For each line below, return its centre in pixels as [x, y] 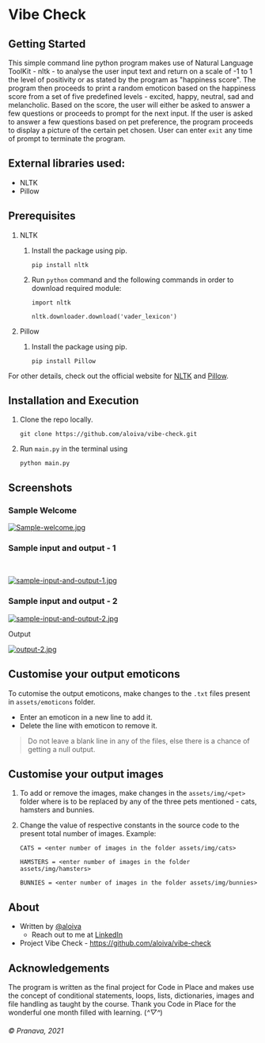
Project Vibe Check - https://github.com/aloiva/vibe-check [115, 943]
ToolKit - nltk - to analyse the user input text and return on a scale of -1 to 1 [131, 71]
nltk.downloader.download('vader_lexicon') [104, 316]
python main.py [45, 464]
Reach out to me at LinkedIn [77, 935]
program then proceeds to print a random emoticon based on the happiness [132, 88]
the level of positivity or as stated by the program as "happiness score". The [132, 80]
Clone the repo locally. [56, 420]
